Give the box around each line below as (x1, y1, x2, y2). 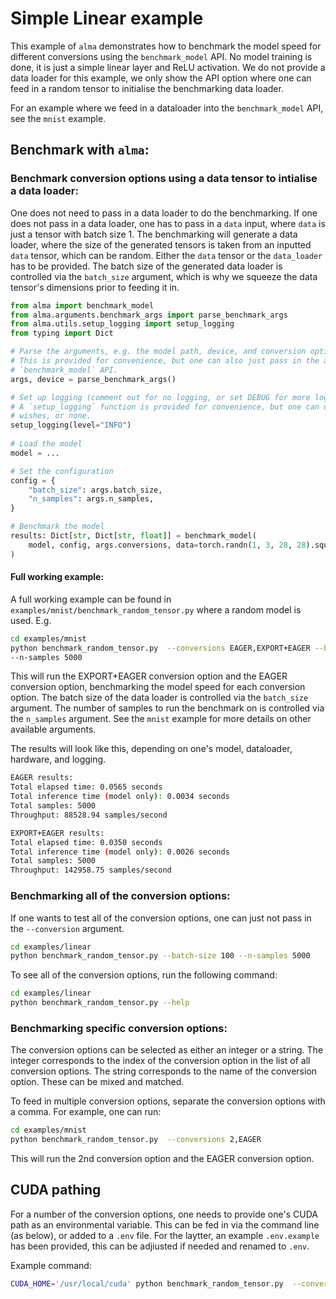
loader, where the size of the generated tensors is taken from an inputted (10, 238, 312, 251)
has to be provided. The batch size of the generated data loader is (10, 260, 283, 272)
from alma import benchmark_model (10, 300, 155, 311)
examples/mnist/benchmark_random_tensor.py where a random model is (10, 603, 302, 616)
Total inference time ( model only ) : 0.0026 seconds (10, 847, 230, 857)
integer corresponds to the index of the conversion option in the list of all (10, 1055, 311, 1067)
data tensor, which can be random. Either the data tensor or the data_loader (10, 249, 323, 261)
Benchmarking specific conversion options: (10, 1021, 228, 1035)
